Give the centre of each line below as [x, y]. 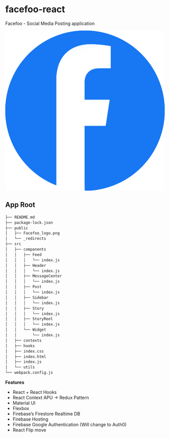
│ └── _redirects [26, 239]
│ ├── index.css [25, 351]
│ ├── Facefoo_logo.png [32, 233]
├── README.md [20, 217]
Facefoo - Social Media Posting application [50, 23]
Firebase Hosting [30, 419]
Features [15, 382]
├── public [17, 228]
